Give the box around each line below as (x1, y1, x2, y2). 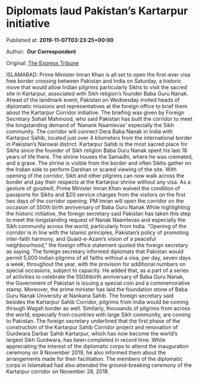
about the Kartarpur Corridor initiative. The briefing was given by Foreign (6, 109, 185, 116)
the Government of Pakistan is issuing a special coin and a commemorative (6, 279, 190, 286)
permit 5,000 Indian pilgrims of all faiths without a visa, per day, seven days (6, 254, 191, 261)
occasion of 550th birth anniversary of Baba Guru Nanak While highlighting (6, 203, 190, 210)
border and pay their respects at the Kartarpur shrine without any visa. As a (6, 178, 191, 185)
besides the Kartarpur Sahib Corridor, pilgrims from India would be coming (6, 298, 189, 306)
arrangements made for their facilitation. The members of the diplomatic (6, 355, 183, 362)
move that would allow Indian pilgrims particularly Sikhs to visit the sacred (6, 83, 187, 90)
